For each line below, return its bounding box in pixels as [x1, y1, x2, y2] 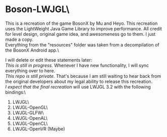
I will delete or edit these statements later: [5, 57, 92, 63]
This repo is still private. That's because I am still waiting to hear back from [5, 73, 161, 79]
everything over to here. [5, 67, 55, 74]
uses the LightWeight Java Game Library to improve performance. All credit [5, 25, 162, 31]
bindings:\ [5, 89, 26, 95]
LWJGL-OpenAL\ [12, 115, 48, 121]
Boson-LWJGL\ [5, 4, 70, 15]
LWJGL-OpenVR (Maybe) [12, 125, 66, 132]
